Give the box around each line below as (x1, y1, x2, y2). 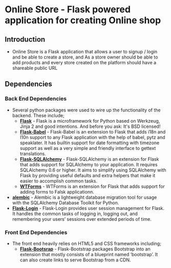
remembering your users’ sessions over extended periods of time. (12, 216, 152, 222)
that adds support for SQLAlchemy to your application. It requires (19, 161, 158, 167)
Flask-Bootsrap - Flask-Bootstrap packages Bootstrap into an (19, 245, 151, 252)
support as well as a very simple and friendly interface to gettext (19, 145, 156, 151)
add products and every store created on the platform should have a (12, 60, 157, 65)
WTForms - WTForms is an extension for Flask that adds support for (19, 183, 165, 189)
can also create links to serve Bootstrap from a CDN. (19, 257, 131, 263)
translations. (19, 150, 47, 157)
